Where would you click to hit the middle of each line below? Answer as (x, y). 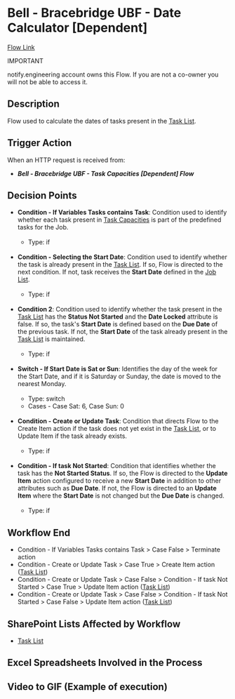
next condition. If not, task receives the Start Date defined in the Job (117, 272)
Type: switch (46, 399)
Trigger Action (40, 143)
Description (33, 104)
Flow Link (21, 47)
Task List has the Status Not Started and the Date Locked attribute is (118, 317)
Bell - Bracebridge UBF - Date (94, 13)
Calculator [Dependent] (78, 28)
